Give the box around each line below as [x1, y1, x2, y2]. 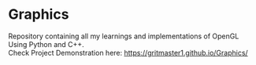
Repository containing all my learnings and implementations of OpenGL [8, 31, 239, 41]
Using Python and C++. [8, 39, 84, 49]
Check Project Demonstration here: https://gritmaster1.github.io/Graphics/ [8, 48, 248, 57]
